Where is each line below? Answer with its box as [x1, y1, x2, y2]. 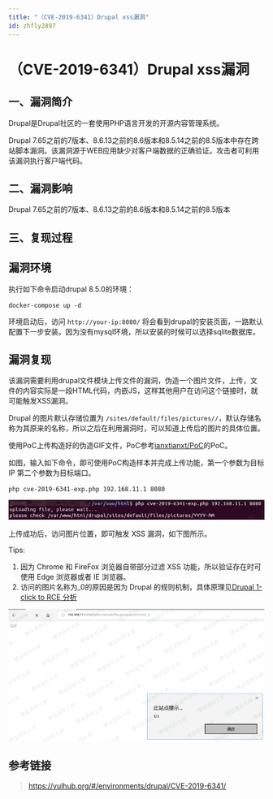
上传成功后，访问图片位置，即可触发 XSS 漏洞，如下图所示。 [8, 529, 212, 538]
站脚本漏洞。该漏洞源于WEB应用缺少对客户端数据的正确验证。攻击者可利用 [8, 145, 260, 155]
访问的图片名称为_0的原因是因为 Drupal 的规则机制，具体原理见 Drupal [19, 581, 254, 592]
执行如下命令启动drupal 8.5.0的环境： [8, 284, 134, 294]
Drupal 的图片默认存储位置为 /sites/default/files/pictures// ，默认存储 [8, 413, 254, 423]
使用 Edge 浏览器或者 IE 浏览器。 [19, 572, 131, 581]
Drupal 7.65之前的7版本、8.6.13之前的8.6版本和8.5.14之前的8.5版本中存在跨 [8, 135, 259, 145]
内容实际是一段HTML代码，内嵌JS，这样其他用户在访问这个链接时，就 [22, 386, 258, 395]
